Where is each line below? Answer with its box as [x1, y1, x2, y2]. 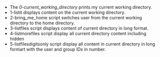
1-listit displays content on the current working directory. [9, 9, 125, 15]
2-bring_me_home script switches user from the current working [9, 15, 142, 20]
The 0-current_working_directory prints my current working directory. [9, 4, 153, 10]
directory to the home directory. [9, 20, 75, 26]
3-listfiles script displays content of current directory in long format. [9, 25, 149, 31]
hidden [9, 36, 25, 42]
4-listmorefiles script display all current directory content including [9, 31, 147, 36]
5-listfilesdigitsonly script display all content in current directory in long [9, 41, 155, 47]
